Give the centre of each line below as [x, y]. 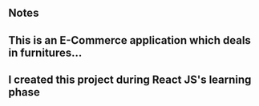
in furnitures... [45, 52]
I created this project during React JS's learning [130, 80]
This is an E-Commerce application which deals [129, 40]
